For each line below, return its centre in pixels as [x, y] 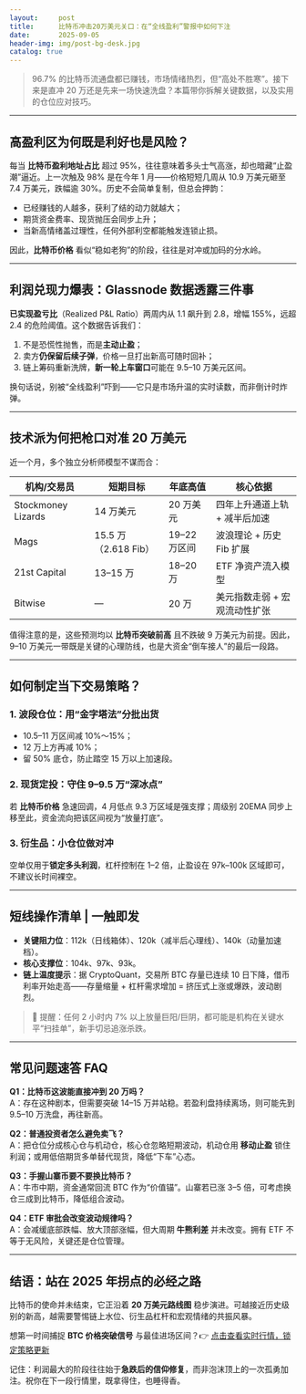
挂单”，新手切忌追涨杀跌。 [102, 1028]
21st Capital [40, 572]
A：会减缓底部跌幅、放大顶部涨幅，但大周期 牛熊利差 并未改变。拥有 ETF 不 [152, 1230]
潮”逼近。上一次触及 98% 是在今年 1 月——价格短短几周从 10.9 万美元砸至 [148, 177]
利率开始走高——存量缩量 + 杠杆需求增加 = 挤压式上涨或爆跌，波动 [148, 985]
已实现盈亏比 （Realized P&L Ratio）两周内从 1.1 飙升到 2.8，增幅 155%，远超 [153, 313]
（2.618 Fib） [124, 548]
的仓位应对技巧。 [64, 102]
